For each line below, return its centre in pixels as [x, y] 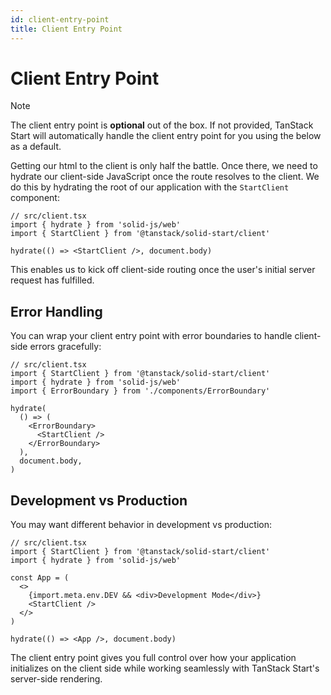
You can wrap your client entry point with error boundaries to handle [151, 336]
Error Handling [56, 311]
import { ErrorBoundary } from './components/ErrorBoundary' [140, 391]
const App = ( [40, 578]
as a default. [36, 147]
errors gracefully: [65, 347]
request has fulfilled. [52, 280]
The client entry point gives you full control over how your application [153, 658]
